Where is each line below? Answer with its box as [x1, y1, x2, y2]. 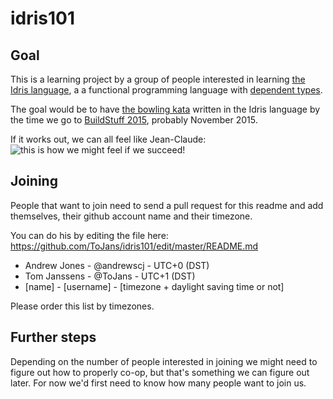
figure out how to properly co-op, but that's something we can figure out [10, 366, 310, 378]
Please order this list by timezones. [10, 300, 155, 312]
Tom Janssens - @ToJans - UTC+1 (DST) [24, 270, 196, 282]
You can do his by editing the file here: [10, 229, 169, 241]
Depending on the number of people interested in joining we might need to [10, 355, 318, 367]
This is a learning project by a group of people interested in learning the [10, 73, 306, 85]
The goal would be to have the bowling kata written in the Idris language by [10, 103, 321, 115]
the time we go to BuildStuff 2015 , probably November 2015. [10, 114, 258, 126]
